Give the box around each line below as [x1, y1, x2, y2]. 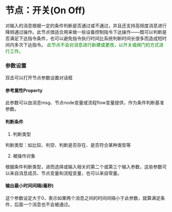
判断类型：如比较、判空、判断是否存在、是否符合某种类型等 [5, 142, 131, 148]
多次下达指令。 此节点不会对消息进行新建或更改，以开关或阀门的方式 [14, 41, 159, 48]
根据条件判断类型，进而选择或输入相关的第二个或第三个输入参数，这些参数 [5, 163, 162, 170]
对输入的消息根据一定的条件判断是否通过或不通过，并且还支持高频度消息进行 [5, 22, 167, 29]
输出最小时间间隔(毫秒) [5, 182, 54, 189]
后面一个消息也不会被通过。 [14, 201, 73, 207]
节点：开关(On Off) [5, 5, 85, 16]
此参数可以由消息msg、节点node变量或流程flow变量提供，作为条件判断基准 [5, 100, 164, 106]
